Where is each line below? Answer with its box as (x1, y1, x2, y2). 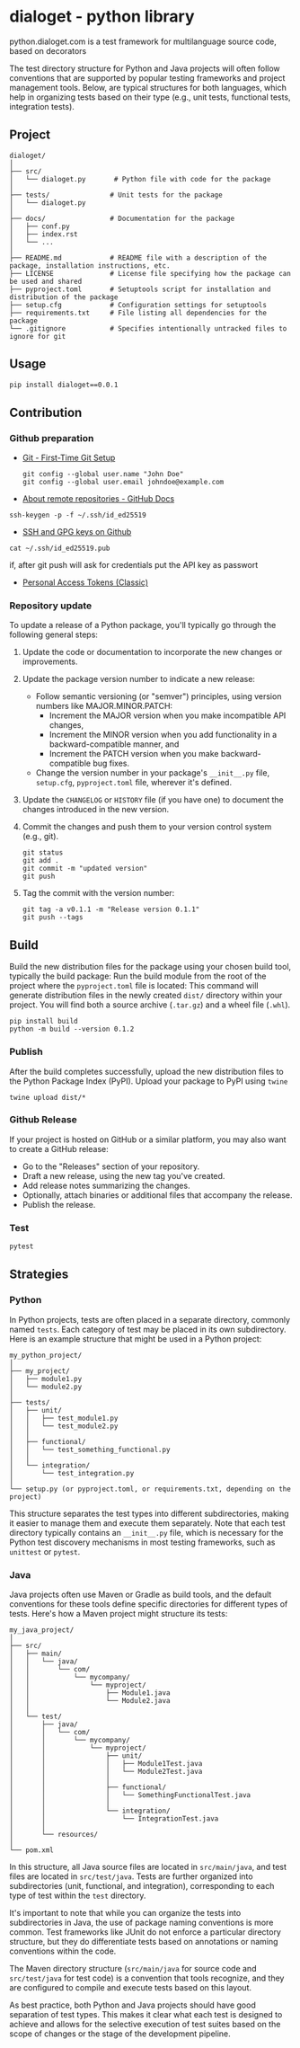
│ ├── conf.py (9, 222, 70, 231)
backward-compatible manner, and (49, 739, 180, 749)
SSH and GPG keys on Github (22, 527, 132, 537)
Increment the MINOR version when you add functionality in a (49, 730, 278, 740)
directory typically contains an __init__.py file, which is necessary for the (9, 1527, 284, 1538)
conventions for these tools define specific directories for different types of (9, 1598, 288, 1609)
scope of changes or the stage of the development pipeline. (9, 2028, 231, 2039)
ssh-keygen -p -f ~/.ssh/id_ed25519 (9, 510, 146, 520)
